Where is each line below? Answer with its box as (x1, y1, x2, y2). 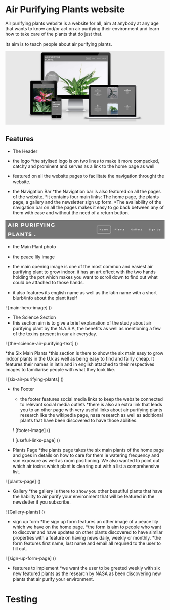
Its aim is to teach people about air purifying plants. (5, 41, 112, 47)
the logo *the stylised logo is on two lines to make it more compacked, (12, 158, 159, 164)
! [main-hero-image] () (5, 304, 52, 310)
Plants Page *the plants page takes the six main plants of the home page (12, 447, 164, 453)
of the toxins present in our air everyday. (12, 331, 97, 337)
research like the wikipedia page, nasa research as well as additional (20, 412, 163, 418)
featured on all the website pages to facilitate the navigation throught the (12, 173, 164, 180)
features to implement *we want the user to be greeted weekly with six (12, 565, 160, 571)
